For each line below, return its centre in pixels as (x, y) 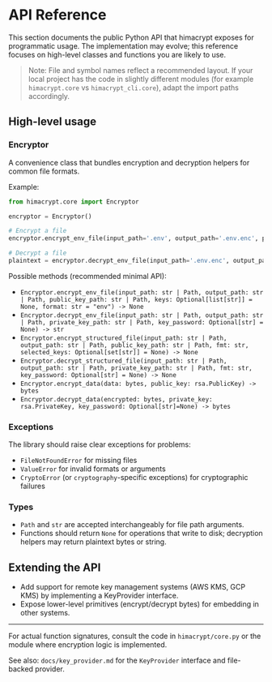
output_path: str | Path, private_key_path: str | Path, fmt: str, (136, 368)
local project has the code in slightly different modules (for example (141, 79)
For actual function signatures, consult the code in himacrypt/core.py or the (135, 636)
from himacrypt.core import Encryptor (74, 202)
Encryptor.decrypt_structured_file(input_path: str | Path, (123, 361)
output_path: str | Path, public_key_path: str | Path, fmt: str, (134, 345)
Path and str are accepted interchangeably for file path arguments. (132, 525)
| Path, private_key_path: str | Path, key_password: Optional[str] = (142, 322)
